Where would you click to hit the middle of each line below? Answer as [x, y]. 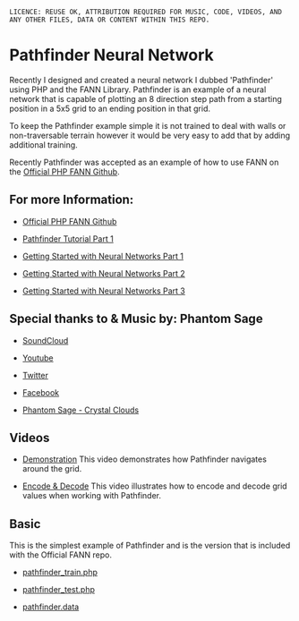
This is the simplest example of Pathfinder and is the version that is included [150, 546]
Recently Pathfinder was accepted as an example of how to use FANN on [144, 162]
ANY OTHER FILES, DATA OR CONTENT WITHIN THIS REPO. [110, 20]
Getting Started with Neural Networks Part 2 [103, 273]
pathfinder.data [51, 607]
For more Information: [72, 200]
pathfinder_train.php [60, 573]
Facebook [41, 392]
